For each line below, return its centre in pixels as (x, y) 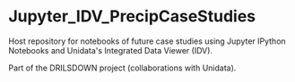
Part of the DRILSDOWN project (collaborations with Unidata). (122, 68)
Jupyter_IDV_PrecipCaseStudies (132, 16)
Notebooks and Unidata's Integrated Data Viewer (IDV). (110, 50)
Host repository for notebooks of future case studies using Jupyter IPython (147, 41)
